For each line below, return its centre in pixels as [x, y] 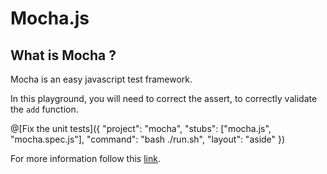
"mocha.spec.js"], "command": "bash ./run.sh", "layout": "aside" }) [148, 139]
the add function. [44, 109]
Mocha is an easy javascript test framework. [101, 79]
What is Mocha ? [63, 55]
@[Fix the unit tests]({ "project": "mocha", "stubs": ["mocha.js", [141, 128]
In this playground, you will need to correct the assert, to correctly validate [164, 98]
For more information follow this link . [85, 158]
